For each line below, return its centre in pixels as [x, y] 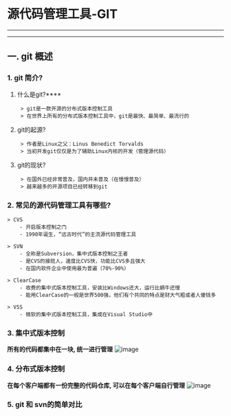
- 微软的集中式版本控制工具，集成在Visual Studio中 [86, 314]
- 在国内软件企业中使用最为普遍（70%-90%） [74, 268]
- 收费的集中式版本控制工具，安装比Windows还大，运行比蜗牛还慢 [100, 288]
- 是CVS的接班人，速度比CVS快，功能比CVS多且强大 [82, 261]
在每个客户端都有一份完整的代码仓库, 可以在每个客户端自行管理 [96, 385]
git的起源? [31, 129]
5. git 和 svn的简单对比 [45, 405]
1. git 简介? [25, 78]
